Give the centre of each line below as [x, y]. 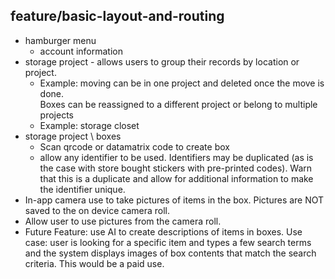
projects [56, 115]
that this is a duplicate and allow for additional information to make [176, 178]
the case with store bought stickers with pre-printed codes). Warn [176, 168]
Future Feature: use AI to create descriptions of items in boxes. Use [163, 231]
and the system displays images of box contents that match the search [170, 253]
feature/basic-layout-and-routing [117, 16]
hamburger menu [60, 40]
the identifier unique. [82, 189]
